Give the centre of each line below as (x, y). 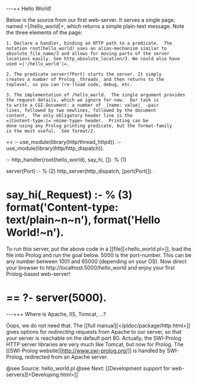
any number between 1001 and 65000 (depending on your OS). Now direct (96, 261)
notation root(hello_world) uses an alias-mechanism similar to (86, 48)
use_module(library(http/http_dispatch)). (55, 148)
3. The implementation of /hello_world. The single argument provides (96, 95)
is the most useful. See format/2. (51, 131)
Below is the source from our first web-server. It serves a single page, (91, 20)
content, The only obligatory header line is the (69, 116)
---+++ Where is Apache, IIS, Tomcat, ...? (56, 314)
